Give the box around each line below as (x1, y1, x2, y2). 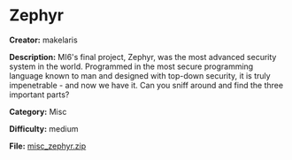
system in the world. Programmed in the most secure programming (9, 61, 254, 72)
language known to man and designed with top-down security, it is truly (9, 70, 272, 80)
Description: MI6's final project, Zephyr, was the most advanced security (9, 51, 277, 62)
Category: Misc (9, 106, 67, 117)
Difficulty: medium (9, 123, 79, 133)
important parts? (9, 89, 70, 100)
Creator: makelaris (9, 34, 78, 45)
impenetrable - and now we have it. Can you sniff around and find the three (9, 80, 284, 90)
